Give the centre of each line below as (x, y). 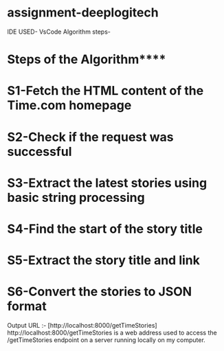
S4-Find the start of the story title (105, 229)
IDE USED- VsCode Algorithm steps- (59, 32)
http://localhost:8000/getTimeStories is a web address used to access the (112, 332)
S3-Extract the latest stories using (107, 183)
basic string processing (76, 197)
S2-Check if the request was (90, 137)
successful (40, 151)
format (27, 306)
